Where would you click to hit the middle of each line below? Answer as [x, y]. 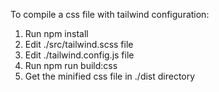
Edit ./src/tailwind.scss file [79, 44]
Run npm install [56, 33]
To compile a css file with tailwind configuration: [110, 14]
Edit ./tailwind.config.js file [79, 55]
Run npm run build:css [71, 65]
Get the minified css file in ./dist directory [110, 76]
